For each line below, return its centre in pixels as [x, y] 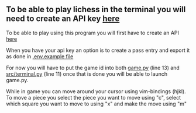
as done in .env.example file [40, 56]
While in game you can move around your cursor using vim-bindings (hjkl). [96, 91]
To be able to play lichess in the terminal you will [96, 10]
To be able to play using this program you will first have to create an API [93, 33]
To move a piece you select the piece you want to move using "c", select [94, 97]
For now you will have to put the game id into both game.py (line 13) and [93, 68]
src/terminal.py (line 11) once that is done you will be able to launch [87, 74]
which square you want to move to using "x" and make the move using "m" [97, 104]
